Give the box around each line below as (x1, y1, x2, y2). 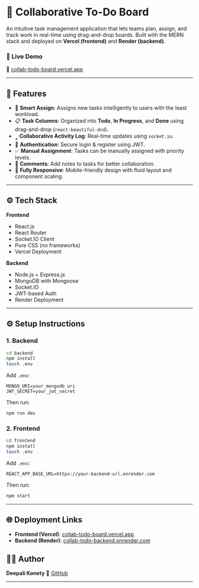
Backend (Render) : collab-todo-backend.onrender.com (14, 536, 151, 544)
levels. (14, 154, 31, 161)
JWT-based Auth (14, 290, 57, 297)
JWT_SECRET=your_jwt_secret (6, 388, 76, 395)
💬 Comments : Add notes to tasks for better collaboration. (14, 160, 155, 168)
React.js (14, 222, 35, 230)
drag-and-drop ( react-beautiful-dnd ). (14, 126, 109, 133)
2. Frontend (6, 424, 40, 432)
